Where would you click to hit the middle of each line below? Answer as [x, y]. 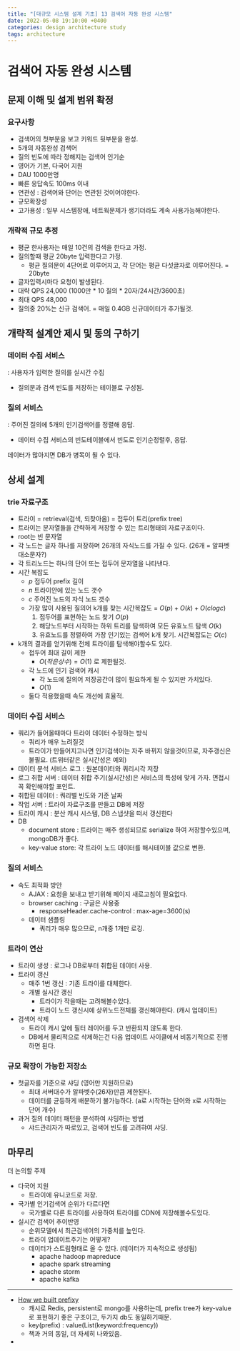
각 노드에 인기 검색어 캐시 [64, 671]
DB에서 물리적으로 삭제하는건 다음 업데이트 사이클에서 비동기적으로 [122, 1037]
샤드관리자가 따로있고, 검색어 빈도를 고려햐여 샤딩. [98, 1127]
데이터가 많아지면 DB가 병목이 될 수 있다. [64, 455]
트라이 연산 [25, 948]
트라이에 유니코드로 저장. [63, 1195]
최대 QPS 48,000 [42, 300]
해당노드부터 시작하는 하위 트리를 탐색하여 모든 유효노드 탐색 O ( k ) [130, 626]
